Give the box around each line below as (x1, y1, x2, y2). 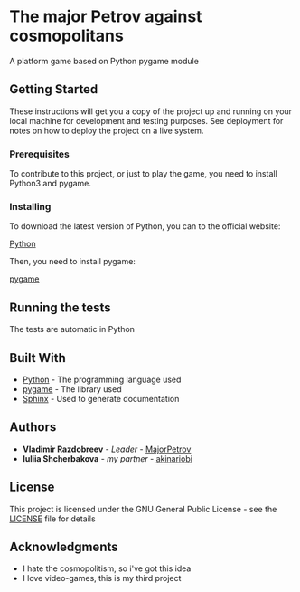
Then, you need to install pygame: (9, 256, 136, 267)
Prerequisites (9, 148, 70, 160)
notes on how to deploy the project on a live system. (9, 125, 204, 136)
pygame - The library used (22, 383, 122, 395)
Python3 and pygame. (9, 178, 92, 189)
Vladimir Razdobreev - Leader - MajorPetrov (22, 444, 192, 454)
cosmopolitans (9, 25, 124, 46)
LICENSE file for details (9, 513, 97, 524)
